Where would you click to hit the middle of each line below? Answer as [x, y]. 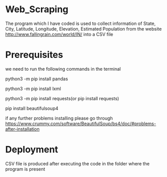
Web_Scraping [37, 9]
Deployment [32, 150]
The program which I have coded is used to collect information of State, [80, 23]
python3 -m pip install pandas [37, 79]
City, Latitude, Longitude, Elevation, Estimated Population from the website [83, 28]
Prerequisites [34, 55]
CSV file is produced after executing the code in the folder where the [78, 163]
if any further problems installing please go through [59, 118]
